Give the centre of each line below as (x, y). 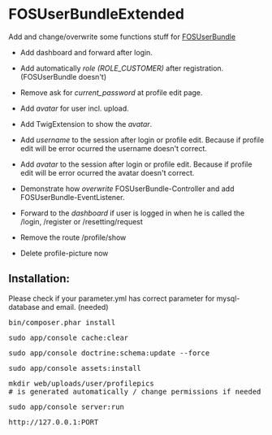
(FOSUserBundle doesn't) (63, 76)
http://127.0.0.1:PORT (54, 422)
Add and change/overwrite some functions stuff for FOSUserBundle (122, 37)
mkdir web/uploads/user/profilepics (81, 383)
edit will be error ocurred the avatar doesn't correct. (107, 172)
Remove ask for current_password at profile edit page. (111, 92)
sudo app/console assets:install (75, 368)
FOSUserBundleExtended (97, 14)
